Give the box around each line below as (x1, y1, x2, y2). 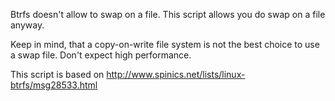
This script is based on (10, 69, 105, 80)
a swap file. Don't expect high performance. (10, 49, 192, 61)
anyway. (10, 19, 45, 31)
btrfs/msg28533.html (10, 79, 98, 91)
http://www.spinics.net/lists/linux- (106, 69, 246, 80)
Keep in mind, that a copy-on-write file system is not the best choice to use (10, 39, 320, 50)
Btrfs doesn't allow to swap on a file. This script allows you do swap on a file (10, 9, 326, 20)
